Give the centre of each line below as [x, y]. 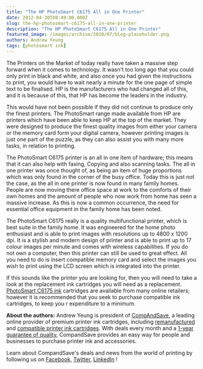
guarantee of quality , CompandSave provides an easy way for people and [98, 334]
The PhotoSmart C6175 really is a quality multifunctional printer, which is [97, 221]
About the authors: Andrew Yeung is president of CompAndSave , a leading [101, 315]
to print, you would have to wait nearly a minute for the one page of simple [99, 82]
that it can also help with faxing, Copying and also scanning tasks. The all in [101, 164]
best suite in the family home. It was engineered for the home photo [91, 227]
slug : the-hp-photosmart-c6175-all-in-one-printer [72, 23]
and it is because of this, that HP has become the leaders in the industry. [97, 95]
